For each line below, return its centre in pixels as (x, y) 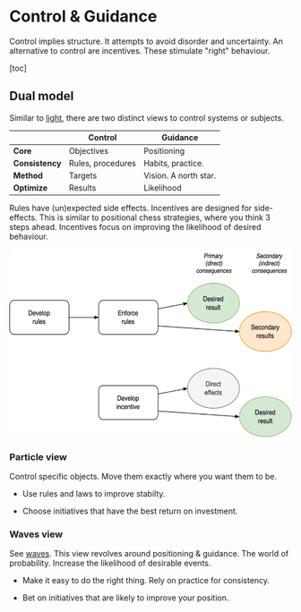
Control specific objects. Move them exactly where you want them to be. (143, 477)
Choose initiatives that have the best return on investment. (130, 511)
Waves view (36, 534)
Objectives (89, 150)
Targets (83, 175)
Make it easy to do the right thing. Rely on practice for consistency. (146, 581)
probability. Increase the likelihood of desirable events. (110, 563)
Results (82, 188)
